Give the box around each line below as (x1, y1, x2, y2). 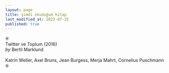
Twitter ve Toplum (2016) (5, 41, 57, 47)
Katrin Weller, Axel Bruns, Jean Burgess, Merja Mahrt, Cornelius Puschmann (5, 57, 164, 63)
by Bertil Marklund (5, 46, 44, 53)
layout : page (5, 7, 33, 13)
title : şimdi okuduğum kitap (5, 12, 67, 17)
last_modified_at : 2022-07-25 (5, 17, 69, 22)
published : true (5, 21, 39, 27)
